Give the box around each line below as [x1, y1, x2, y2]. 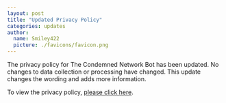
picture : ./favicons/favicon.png [13, 42, 109, 48]
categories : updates [7, 23, 66, 29]
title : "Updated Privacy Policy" [7, 16, 103, 23]
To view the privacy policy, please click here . [7, 88, 134, 96]
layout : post [7, 10, 45, 17]
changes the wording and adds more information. [7, 75, 147, 83]
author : [7, 29, 29, 36]
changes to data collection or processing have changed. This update [7, 68, 201, 76]
